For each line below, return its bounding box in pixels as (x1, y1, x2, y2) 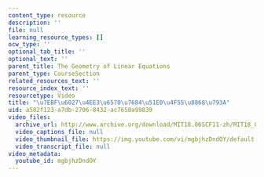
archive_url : (15, 121, 58, 128)
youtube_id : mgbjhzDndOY (15, 157, 97, 165)
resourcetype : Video (8, 92, 76, 99)
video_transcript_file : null (15, 143, 111, 150)
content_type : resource (8, 11, 86, 20)
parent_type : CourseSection (8, 70, 101, 78)
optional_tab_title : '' (8, 48, 86, 56)
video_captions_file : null (15, 128, 104, 135)
